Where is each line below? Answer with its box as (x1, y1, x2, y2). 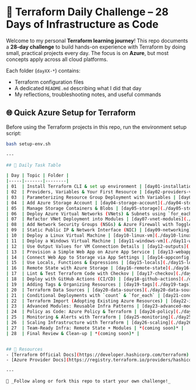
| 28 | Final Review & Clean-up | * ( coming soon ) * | (6, 330, 140, 336)
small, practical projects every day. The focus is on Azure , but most (6, 49, 169, 56)
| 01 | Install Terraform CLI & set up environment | (6, 184, 142, 190)
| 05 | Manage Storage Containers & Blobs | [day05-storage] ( (6, 205, 163, 211)
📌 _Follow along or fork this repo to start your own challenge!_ (6, 378, 171, 384)
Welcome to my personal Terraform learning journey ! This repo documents (6, 37, 188, 44)
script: (6, 129, 22, 136)
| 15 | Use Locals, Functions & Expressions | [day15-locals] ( (6, 260, 166, 266)
